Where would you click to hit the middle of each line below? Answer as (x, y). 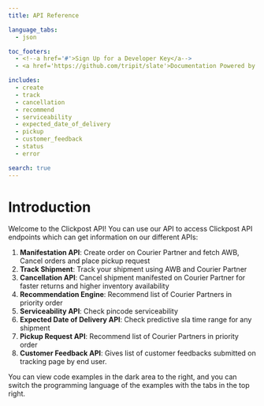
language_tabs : (33, 30)
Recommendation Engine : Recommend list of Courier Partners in (126, 295)
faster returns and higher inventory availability (94, 286)
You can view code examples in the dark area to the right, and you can (123, 377)
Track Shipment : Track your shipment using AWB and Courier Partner (133, 269)
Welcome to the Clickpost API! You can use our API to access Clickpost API (130, 229)
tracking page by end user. (63, 362)
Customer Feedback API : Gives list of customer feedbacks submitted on (138, 353)
